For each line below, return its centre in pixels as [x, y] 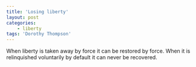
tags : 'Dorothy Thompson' [39, 34]
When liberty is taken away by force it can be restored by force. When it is [98, 51]
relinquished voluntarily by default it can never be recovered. [82, 57]
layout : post [23, 17]
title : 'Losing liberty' [37, 12]
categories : [21, 23]
